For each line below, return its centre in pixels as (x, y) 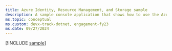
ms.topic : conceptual (28, 19)
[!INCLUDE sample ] (26, 43)
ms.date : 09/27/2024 (27, 29)
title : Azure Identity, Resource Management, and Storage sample (76, 10)
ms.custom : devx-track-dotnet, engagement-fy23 (57, 24)
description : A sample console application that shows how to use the (82, 15)
